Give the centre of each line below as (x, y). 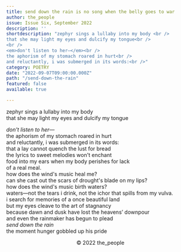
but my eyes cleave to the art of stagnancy (59, 205)
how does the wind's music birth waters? (57, 186)
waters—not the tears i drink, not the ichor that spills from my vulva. (90, 193)
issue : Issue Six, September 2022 (49, 23)
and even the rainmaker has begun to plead (60, 218)
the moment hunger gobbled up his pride (57, 231)
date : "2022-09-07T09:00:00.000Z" (49, 73)
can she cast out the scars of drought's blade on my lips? (77, 180)
